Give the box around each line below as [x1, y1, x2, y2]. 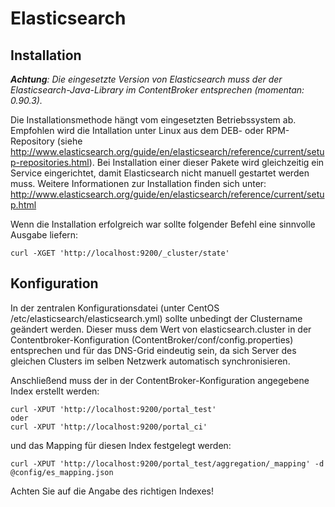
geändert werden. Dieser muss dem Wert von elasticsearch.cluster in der [10, 323, 312, 335]
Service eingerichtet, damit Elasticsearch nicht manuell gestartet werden [10, 167, 310, 179]
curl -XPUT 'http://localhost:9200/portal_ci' [10, 422, 208, 432]
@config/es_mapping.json [10, 467, 114, 477]
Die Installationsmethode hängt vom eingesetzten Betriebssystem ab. [10, 114, 297, 126]
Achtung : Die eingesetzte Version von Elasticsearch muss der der [10, 73, 283, 85]
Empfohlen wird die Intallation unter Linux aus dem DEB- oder [10, 125, 265, 136]
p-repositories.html [10, 157, 90, 168]
